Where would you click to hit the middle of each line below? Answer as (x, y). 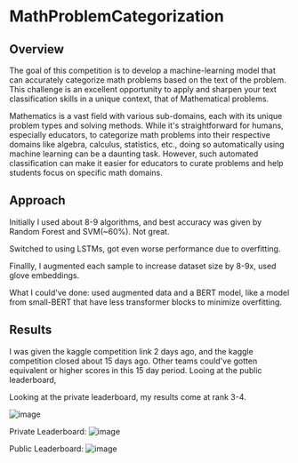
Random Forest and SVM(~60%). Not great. (89, 231)
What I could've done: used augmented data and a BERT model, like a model (149, 292)
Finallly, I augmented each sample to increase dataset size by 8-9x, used (143, 266)
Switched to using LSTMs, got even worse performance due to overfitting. (145, 248)
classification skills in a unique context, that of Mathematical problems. (139, 99)
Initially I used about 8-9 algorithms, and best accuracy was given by (136, 222)
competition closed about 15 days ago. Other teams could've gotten (133, 361)
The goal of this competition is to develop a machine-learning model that (142, 70)
